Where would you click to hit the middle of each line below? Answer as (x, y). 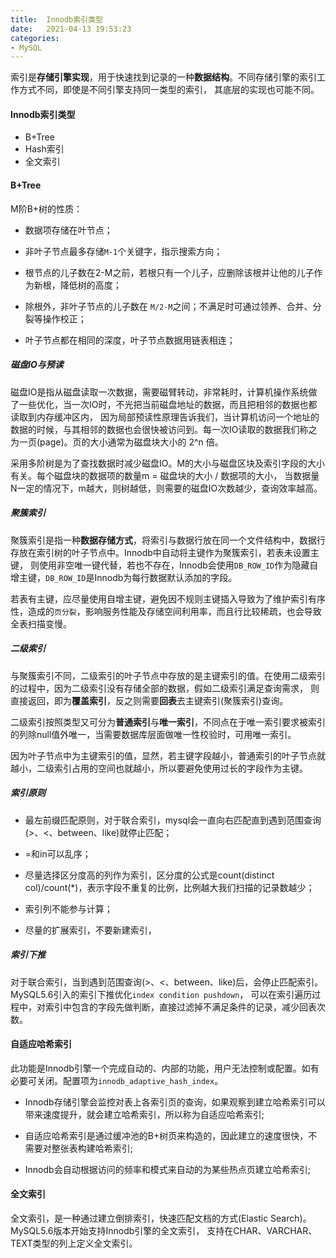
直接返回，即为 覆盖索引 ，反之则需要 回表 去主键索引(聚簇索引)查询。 (149, 700)
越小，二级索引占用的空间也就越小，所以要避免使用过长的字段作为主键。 (159, 768)
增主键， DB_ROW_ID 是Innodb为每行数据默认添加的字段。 (124, 577)
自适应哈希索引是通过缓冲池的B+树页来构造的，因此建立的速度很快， (166, 1135)
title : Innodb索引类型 (56, 19)
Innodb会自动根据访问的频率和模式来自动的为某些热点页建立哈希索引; (167, 1169)
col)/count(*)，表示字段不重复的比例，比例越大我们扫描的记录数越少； (169, 887)
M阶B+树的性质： (46, 208)
